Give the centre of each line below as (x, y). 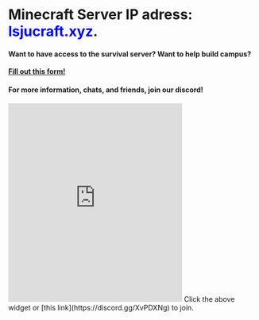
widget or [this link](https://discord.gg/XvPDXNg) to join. (101, 307)
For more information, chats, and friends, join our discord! (106, 90)
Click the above (209, 299)
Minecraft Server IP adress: (101, 15)
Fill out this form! (37, 71)
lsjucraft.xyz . (53, 31)
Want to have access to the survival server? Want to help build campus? (130, 54)
